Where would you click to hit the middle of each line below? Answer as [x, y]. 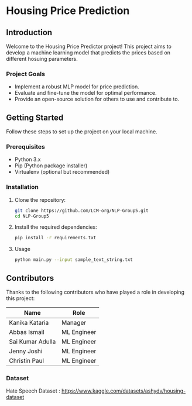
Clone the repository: [40, 199]
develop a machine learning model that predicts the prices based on [88, 53]
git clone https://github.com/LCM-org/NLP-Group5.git [81, 211]
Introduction [29, 32]
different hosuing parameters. [42, 59]
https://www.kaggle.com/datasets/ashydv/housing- [124, 391]
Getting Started [35, 117]
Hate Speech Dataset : [33, 391]
